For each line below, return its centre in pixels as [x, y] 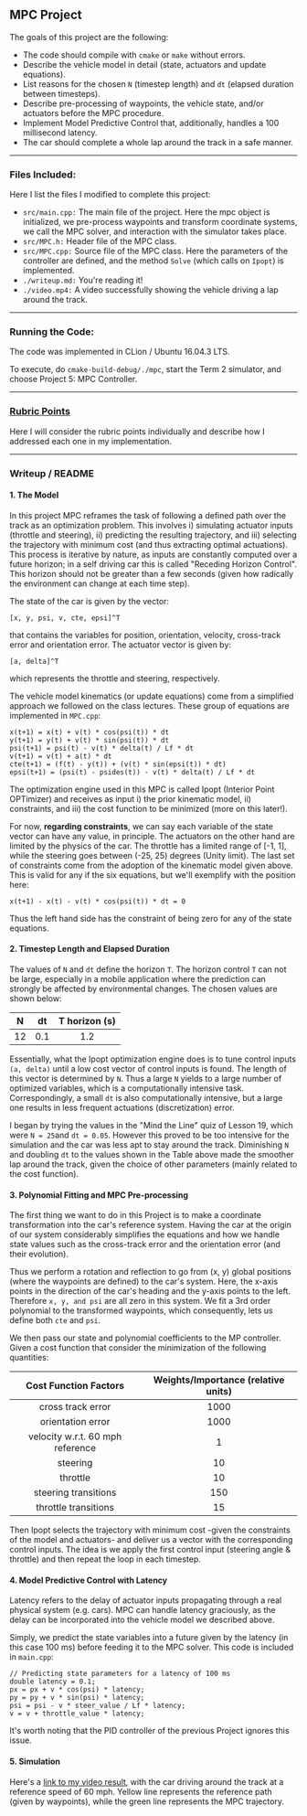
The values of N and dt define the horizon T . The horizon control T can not [148, 969]
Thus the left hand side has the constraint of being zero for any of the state [151, 918]
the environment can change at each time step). [100, 583]
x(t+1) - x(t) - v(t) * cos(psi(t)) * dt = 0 [97, 901]
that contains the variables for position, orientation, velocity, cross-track [145, 635]
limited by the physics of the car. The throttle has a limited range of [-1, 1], [148, 846]
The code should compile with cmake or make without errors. [134, 55]
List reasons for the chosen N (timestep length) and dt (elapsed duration [158, 84]
